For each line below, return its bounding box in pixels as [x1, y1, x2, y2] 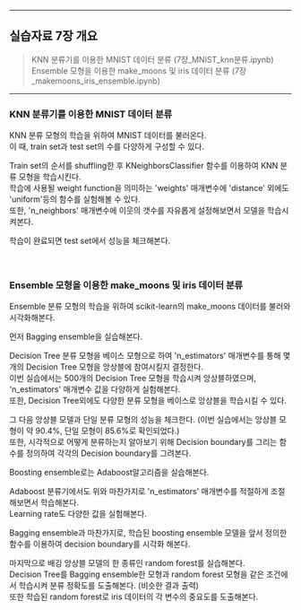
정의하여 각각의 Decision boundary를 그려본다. [25, 448, 192, 458]
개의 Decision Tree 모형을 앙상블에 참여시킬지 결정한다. [9, 362, 204, 372]
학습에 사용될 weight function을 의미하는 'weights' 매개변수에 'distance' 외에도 [9, 183, 289, 194]
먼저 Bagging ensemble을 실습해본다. [9, 331, 143, 342]
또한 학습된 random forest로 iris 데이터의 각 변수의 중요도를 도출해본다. [9, 591, 259, 602]
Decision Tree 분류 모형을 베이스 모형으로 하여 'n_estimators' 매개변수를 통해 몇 [9, 351, 291, 362]
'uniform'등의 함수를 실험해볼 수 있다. [9, 194, 141, 205]
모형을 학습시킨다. [18, 171, 82, 182]
